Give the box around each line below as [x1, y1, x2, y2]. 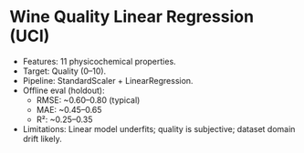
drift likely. [22, 133, 62, 144]
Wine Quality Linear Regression [9, 6, 254, 27]
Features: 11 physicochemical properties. [22, 56, 176, 66]
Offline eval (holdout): [22, 85, 105, 96]
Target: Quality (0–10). [22, 66, 107, 76]
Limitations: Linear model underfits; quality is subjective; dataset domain [22, 123, 296, 134]
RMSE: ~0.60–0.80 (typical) [36, 94, 141, 106]
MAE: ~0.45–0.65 [36, 104, 102, 115]
